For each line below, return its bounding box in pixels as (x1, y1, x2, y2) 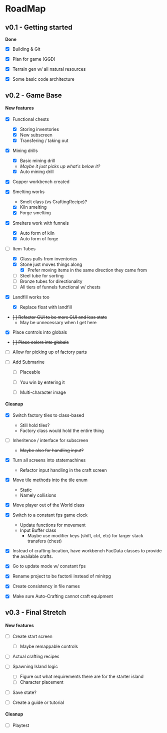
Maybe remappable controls (19, 643, 78, 650)
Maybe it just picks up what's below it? (19, 164, 100, 170)
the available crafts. (12, 553, 53, 559)
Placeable (19, 369, 41, 375)
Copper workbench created (12, 179, 70, 185)
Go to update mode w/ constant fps (12, 563, 86, 569)
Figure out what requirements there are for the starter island (19, 673, 144, 680)
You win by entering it (19, 379, 65, 385)
